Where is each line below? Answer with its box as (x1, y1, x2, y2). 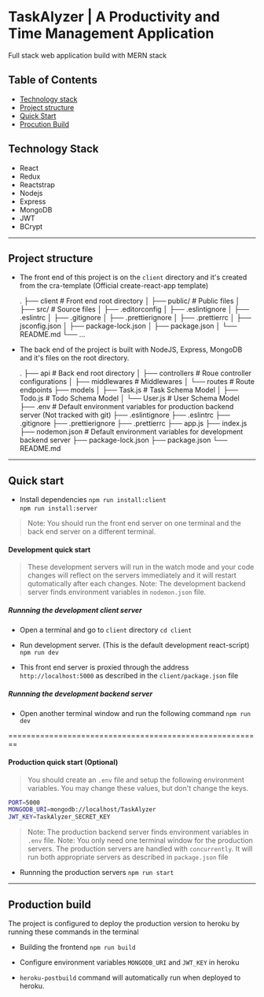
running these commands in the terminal (8, 927, 139, 936)
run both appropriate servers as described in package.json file (27, 852, 229, 862)
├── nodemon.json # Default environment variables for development (19, 427, 244, 437)
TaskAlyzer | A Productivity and (8, 8, 220, 26)
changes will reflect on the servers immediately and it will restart (27, 571, 237, 580)
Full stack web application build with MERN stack (8, 50, 167, 60)
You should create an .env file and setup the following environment (27, 775, 245, 785)
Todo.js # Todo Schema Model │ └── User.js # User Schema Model (19, 393, 240, 403)
